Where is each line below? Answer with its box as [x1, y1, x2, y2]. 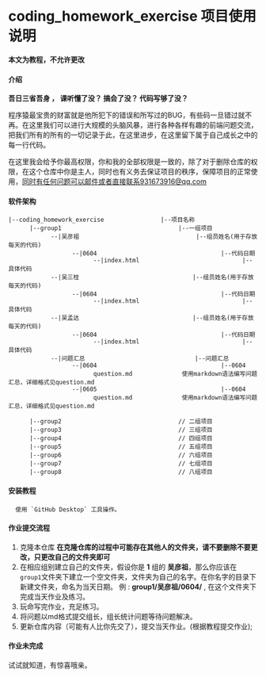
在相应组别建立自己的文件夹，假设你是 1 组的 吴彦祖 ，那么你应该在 [19, 562, 237, 572]
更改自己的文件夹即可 [40, 552, 111, 561]
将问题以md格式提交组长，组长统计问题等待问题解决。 [19, 611, 197, 621]
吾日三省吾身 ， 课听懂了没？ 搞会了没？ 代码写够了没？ [8, 94, 188, 103]
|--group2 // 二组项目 [28, 418, 213, 426]
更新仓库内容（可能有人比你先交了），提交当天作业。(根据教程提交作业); [19, 622, 253, 631]
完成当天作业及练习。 [19, 591, 89, 601]
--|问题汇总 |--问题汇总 [50, 354, 230, 363]
